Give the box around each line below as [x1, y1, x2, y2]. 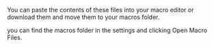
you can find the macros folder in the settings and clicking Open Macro [7, 27, 207, 34]
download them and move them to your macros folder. [7, 13, 160, 21]
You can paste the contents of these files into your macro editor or [7, 6, 194, 14]
